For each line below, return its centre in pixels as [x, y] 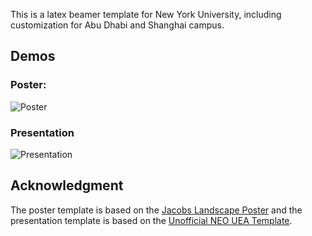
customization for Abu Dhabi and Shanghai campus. [117, 25]
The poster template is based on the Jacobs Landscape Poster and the [156, 210]
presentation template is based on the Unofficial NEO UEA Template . [151, 220]
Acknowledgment [67, 185]
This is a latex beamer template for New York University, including [146, 14]
